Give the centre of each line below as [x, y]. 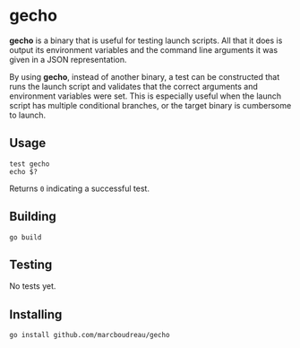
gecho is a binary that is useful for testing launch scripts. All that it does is [146, 40]
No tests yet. [33, 286]
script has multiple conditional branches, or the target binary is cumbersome [150, 105]
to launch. [28, 115]
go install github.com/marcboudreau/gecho [90, 335]
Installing [36, 314]
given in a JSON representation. [68, 59]
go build [26, 237]
